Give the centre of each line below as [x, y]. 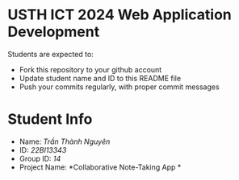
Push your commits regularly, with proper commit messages [119, 87]
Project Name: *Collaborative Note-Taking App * [100, 167]
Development [54, 32]
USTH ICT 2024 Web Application [119, 15]
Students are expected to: [50, 54]
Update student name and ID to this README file [100, 78]
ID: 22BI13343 [43, 149]
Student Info [50, 119]
